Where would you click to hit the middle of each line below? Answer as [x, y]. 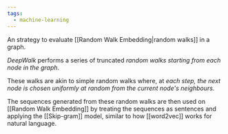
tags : [15, 13]
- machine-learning [41, 20]
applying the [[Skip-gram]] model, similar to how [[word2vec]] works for [110, 116]
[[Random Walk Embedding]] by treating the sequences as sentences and [112, 109]
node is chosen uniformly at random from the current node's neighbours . [111, 88]
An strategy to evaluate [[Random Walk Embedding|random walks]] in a [108, 39]
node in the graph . [33, 67]
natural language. [32, 123]
